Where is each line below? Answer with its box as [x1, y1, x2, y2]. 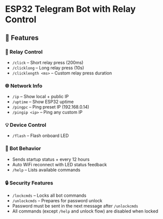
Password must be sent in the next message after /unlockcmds [12, 203, 138, 209]
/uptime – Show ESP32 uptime [12, 99, 74, 105]
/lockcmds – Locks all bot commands [12, 192, 87, 198]
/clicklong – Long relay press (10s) [12, 65, 85, 71]
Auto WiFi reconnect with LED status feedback [12, 161, 107, 167]
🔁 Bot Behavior [5, 145, 41, 152]
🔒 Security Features [5, 179, 53, 186]
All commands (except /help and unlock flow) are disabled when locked [12, 208, 159, 214]
